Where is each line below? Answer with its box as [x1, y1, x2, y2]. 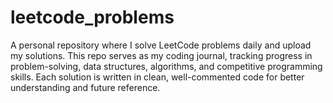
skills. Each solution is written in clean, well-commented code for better [10, 71, 305, 83]
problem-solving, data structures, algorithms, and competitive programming [10, 60, 323, 72]
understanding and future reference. [10, 81, 161, 93]
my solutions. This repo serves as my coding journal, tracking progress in [10, 49, 313, 61]
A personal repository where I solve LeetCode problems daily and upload [10, 39, 312, 51]
